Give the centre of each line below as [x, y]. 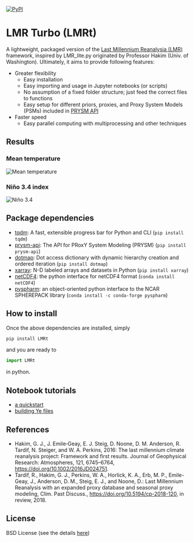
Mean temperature [33, 159]
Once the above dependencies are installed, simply [68, 328]
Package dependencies [50, 218]
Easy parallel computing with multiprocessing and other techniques [105, 123]
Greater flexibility [36, 73]
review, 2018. [31, 500]
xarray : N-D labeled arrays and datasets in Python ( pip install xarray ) [102, 270]
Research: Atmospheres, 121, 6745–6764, [64, 462]
